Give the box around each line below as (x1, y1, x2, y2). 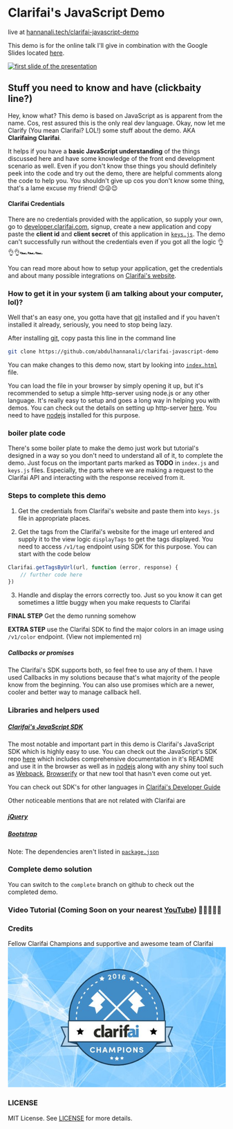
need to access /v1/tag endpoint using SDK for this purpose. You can (17, 542, 217, 551)
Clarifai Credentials (8, 200, 65, 208)
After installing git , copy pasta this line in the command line (8, 334, 176, 343)
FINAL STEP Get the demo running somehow (8, 612, 137, 620)
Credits (8, 924, 33, 933)
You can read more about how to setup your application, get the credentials (8, 264, 223, 272)
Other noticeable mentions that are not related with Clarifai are (8, 796, 186, 805)
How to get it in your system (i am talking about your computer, (8, 288, 223, 298)
